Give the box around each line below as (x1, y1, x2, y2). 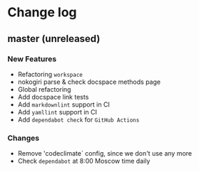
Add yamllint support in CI (17, 107, 98, 116)
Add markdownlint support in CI (17, 100, 111, 109)
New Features (7, 54, 57, 64)
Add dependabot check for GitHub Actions (17, 115, 140, 124)
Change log (7, 4, 77, 21)
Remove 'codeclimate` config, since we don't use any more (17, 149, 193, 158)
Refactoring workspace (17, 70, 83, 78)
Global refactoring (17, 85, 71, 93)
